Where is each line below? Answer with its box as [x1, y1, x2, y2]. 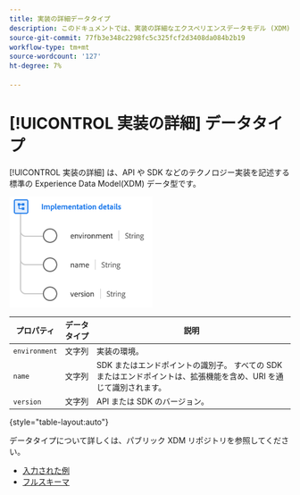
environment [12, 347, 58, 357]
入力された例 [21, 465, 70, 475]
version [12, 398, 42, 407]
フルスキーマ [21, 476, 70, 487]
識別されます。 [112, 382, 167, 392]
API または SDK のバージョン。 [96, 396, 210, 407]
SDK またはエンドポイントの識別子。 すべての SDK [96, 359, 283, 370]
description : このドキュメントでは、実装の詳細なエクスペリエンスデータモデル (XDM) [9, 23, 291, 33]
